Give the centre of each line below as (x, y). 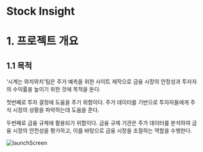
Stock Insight (41, 11)
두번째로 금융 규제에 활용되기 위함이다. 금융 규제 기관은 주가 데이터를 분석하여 (98, 123)
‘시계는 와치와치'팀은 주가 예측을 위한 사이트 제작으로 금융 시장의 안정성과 (94, 82)
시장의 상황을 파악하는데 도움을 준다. (56, 110)
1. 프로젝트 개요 (42, 41)
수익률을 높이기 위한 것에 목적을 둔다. (57, 89)
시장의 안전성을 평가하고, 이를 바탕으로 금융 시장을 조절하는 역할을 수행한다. (102, 131)
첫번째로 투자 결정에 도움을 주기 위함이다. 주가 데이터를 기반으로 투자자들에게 (98, 102)
